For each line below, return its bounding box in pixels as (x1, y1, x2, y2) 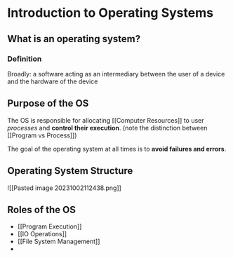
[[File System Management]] (17, 237, 100, 246)
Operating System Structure (7, 165, 133, 177)
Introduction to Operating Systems (7, 5, 214, 21)
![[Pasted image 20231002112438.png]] (7, 184, 121, 192)
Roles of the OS (7, 203, 76, 215)
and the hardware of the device (7, 77, 98, 86)
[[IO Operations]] (17, 230, 67, 238)
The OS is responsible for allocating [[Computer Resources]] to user (7, 116, 205, 124)
